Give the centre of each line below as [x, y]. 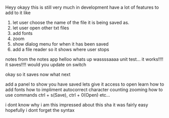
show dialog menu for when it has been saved [60, 44]
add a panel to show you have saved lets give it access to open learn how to [85, 84]
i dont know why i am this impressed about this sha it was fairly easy [77, 105]
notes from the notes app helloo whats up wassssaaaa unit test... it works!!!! [84, 59]
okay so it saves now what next [38, 74]
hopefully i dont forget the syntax [40, 110]
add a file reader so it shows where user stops [61, 49]
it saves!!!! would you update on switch [46, 65]
